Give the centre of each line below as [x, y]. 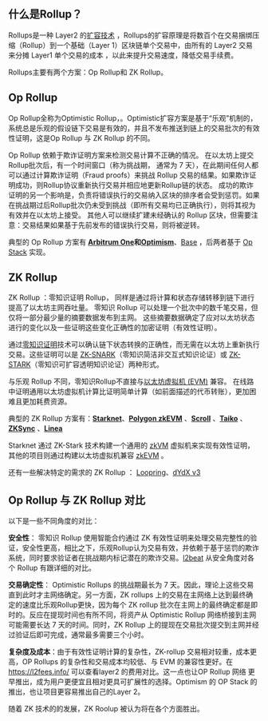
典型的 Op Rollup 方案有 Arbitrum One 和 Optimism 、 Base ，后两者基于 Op [130, 241]
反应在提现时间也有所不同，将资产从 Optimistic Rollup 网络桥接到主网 [143, 615]
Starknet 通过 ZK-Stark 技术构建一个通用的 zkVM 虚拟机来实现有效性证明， [131, 445]
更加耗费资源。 [47, 401]
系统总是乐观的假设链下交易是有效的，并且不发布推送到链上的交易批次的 [127, 128]
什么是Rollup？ [45, 14]
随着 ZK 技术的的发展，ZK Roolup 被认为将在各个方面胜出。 [106, 709]
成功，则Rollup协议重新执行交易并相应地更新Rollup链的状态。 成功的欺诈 [134, 185]
